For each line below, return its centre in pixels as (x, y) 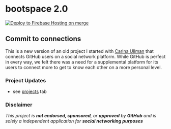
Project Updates (26, 80)
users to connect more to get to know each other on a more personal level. (83, 67)
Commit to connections (43, 39)
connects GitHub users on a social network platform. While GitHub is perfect (85, 56)
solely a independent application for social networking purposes (74, 121)
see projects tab (30, 91)
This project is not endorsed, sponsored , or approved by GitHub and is (81, 116)
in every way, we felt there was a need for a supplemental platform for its (82, 62)
